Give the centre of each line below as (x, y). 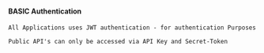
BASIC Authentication (45, 11)
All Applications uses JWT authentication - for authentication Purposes (132, 28)
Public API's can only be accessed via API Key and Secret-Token (118, 42)
